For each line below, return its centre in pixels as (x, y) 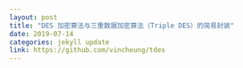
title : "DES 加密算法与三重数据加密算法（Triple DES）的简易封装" (122, 26)
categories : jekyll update (59, 42)
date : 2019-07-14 (42, 34)
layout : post (34, 17)
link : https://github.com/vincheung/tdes (88, 50)
